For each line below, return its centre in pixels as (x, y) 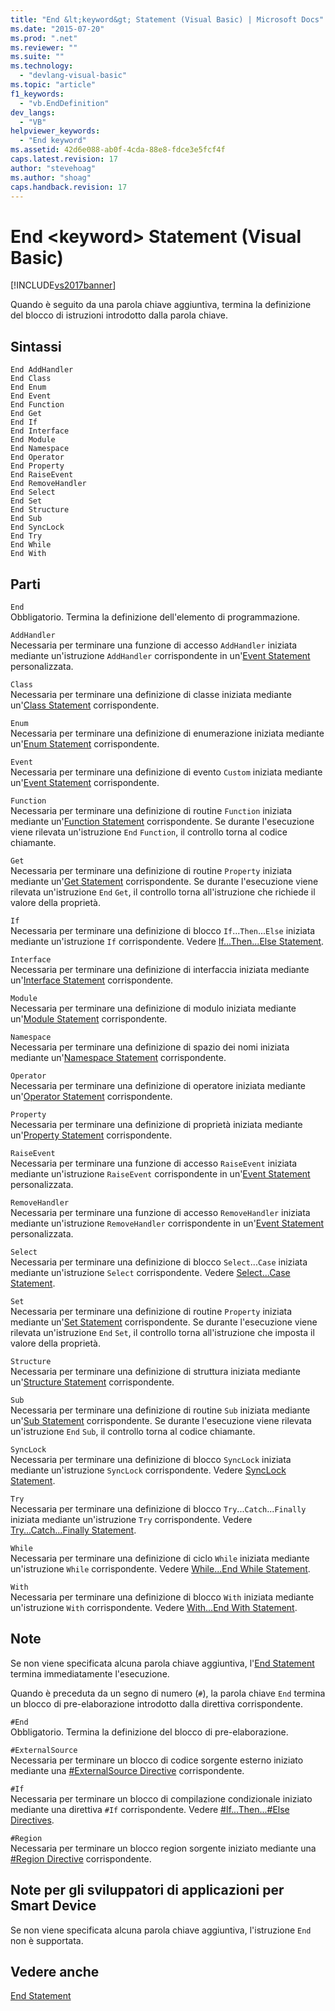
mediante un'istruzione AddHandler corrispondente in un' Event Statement (160, 655)
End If (24, 422)
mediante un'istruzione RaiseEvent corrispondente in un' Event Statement (160, 1173)
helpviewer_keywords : (55, 131)
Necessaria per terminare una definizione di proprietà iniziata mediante (156, 1124)
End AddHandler (42, 370)
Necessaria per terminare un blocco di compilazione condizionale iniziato (161, 1798)
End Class (31, 379)
